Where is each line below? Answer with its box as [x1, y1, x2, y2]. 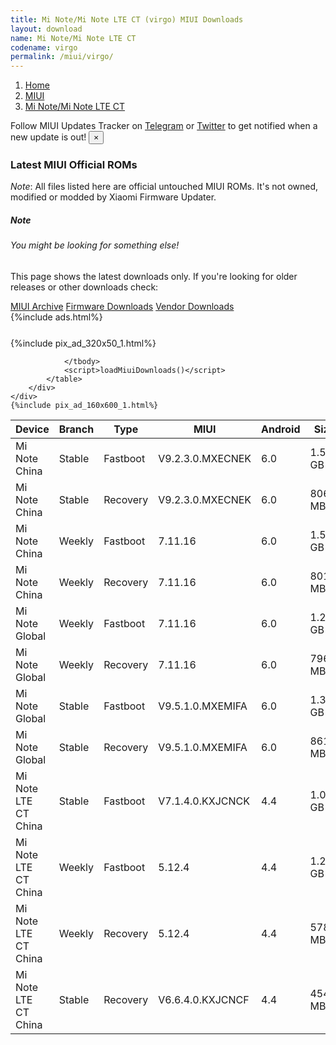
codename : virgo [10, 42, 78, 53]
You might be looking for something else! [10, 239, 180, 251]
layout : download [10, 24, 83, 34]
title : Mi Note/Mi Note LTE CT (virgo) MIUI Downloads [10, 14, 244, 25]
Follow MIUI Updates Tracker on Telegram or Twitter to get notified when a [10, 120, 318, 132]
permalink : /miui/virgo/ [10, 52, 114, 62]
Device [15, 422, 50, 436]
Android [261, 422, 301, 436]
